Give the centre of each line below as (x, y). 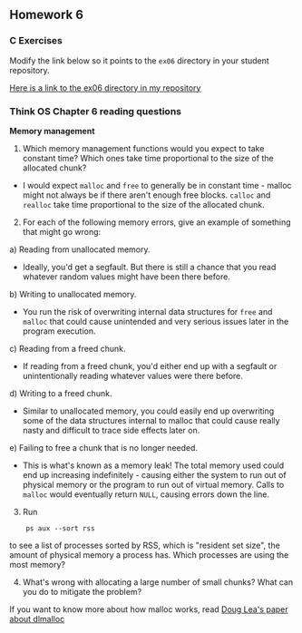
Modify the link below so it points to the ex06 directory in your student (139, 60)
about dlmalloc (37, 618)
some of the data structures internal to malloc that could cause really (151, 420)
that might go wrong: (62, 231)
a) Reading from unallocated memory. (80, 249)
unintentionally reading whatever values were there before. (132, 375)
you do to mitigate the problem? (82, 591)
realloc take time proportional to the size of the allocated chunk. (143, 204)
